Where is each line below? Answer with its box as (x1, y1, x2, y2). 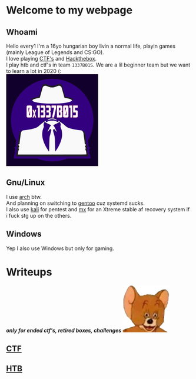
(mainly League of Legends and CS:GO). (6, 49, 104, 56)
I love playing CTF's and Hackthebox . (6, 55, 97, 62)
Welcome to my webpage (6, 4, 133, 17)
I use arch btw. (6, 193, 42, 200)
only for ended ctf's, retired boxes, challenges (6, 327, 122, 334)
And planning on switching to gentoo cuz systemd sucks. (6, 200, 145, 207)
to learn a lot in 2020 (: (6, 68, 62, 74)
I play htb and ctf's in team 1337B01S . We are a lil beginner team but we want (6, 61, 191, 68)
